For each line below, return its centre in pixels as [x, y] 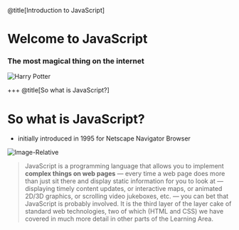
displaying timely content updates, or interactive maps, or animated [123, 189]
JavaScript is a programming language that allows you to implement [124, 166]
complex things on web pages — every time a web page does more [125, 174]
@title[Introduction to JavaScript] [56, 10]
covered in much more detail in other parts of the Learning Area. [119, 219]
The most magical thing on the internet [76, 61]
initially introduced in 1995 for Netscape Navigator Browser [104, 138]
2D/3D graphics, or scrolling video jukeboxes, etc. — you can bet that [127, 196]
